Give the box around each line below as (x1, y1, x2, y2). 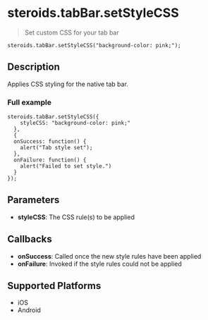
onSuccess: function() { (13, 138, 87, 145)
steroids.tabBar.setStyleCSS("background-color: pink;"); (7, 42, 181, 49)
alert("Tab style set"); (20, 144, 93, 152)
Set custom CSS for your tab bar (24, 28, 120, 37)
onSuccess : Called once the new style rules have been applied (17, 252, 202, 260)
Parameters (7, 194, 60, 206)
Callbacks (7, 233, 53, 245)
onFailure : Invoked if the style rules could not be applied (17, 259, 182, 268)
